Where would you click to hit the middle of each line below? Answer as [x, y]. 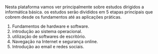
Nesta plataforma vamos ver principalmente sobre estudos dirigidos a [74, 7]
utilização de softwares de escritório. [49, 36]
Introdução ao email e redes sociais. [48, 47]
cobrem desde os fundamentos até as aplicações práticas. [63, 17]
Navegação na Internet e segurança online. [55, 42]
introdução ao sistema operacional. [47, 31]
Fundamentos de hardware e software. [50, 26]
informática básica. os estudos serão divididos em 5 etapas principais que [79, 12]
